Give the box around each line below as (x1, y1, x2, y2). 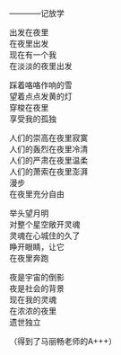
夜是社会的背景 (9, 283, 65, 294)
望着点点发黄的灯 (9, 91, 73, 102)
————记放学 (9, 8, 65, 18)
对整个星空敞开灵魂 (9, 219, 81, 229)
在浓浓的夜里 (9, 306, 56, 316)
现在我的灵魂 (9, 295, 56, 305)
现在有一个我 (9, 49, 56, 60)
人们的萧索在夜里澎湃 (9, 166, 88, 177)
